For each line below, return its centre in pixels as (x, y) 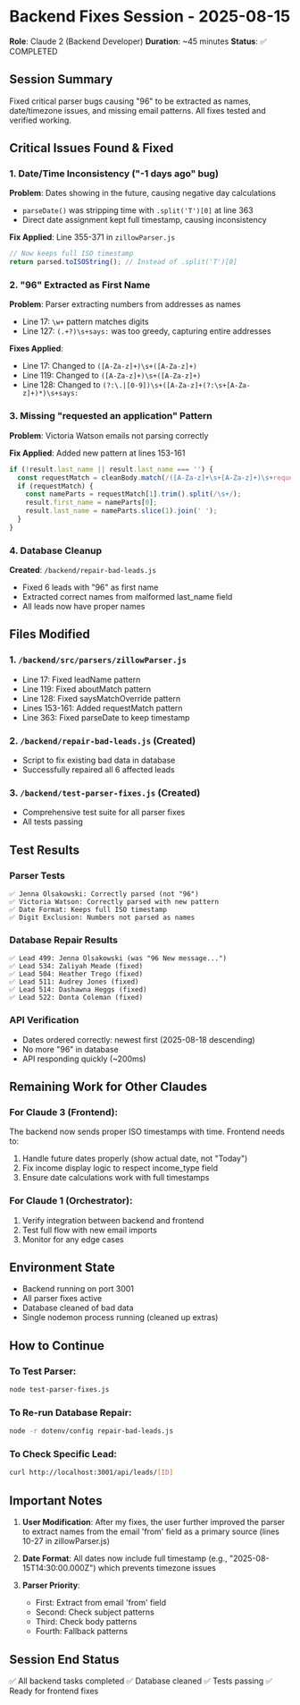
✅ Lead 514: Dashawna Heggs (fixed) (78, 990)
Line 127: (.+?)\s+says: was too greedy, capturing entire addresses (146, 331)
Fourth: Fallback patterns (81, 1632)
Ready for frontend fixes (54, 1691)
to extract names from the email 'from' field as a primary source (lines (150, 1531)
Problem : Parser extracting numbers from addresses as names (125, 304)
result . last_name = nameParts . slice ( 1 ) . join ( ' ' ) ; (121, 511)
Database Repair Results (64, 940)
